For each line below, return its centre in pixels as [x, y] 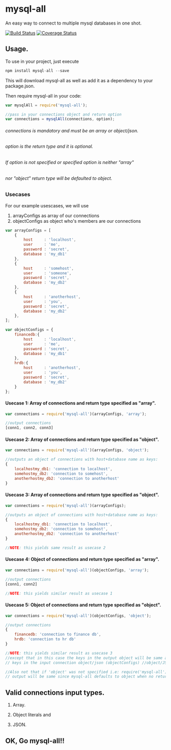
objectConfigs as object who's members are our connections [77, 221]
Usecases [18, 195]
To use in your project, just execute [42, 61]
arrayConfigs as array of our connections [56, 216]
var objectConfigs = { [29, 330]
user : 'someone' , [48, 273]
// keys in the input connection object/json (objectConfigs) [73, 663]
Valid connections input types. [55, 693]
